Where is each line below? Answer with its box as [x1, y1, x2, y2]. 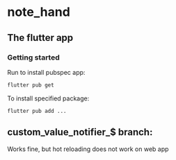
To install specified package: [7, 94, 90, 103]
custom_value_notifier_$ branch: [7, 126, 153, 139]
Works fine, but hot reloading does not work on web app [7, 145, 169, 153]
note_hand [7, 4, 71, 20]
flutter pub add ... [7, 107, 67, 114]
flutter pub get [7, 81, 54, 89]
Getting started [7, 53, 61, 62]
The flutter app [7, 32, 74, 44]
